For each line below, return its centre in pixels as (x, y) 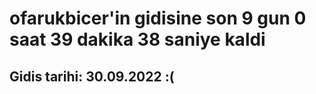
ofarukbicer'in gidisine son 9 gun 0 (158, 18)
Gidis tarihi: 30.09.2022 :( (92, 76)
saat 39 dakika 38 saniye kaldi (137, 39)
